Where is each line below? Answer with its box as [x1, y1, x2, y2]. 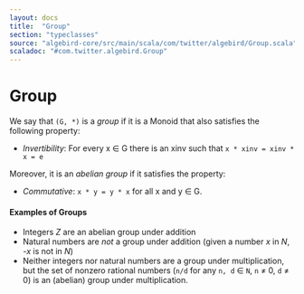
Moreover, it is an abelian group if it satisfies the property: [9, 168, 226, 179]
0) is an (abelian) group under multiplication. [22, 275, 188, 286]
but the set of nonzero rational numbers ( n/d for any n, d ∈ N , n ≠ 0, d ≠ [22, 265, 290, 276]
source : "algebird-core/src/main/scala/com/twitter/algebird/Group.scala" [9, 38, 298, 48]
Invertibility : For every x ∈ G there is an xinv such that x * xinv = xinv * [22, 143, 295, 154]
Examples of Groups [9, 206, 88, 217]
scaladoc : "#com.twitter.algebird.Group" [9, 47, 168, 56]
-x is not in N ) [22, 246, 74, 257]
